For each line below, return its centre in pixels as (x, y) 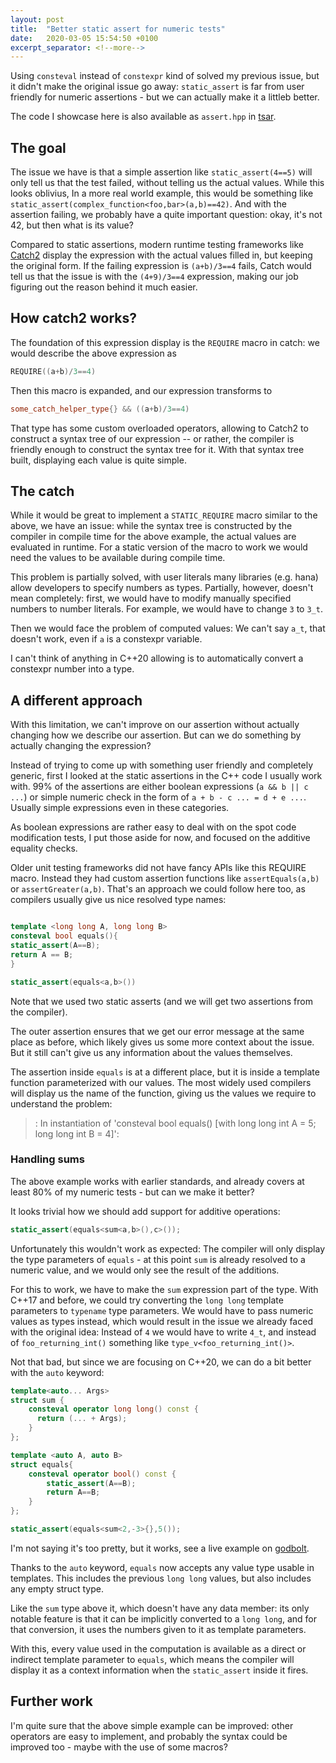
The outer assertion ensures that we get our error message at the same (157, 1031)
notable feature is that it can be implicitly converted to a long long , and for (164, 1618)
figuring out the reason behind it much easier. (104, 287)
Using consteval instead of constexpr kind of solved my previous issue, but (165, 76)
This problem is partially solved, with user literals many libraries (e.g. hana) (164, 577)
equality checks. (44, 848)
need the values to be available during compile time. (118, 558)
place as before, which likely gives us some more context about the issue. (162, 1042)
